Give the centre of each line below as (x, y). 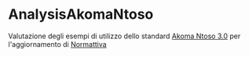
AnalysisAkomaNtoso (81, 14)
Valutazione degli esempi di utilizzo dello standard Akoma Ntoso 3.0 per (124, 36)
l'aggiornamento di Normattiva (58, 44)
